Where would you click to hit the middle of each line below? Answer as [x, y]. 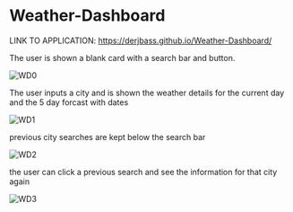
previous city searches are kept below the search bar [108, 137]
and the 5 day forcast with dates [69, 102]
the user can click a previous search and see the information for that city [143, 172]
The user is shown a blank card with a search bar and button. [122, 57]
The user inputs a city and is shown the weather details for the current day [147, 93]
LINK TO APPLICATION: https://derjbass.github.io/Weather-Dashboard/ [141, 40]
